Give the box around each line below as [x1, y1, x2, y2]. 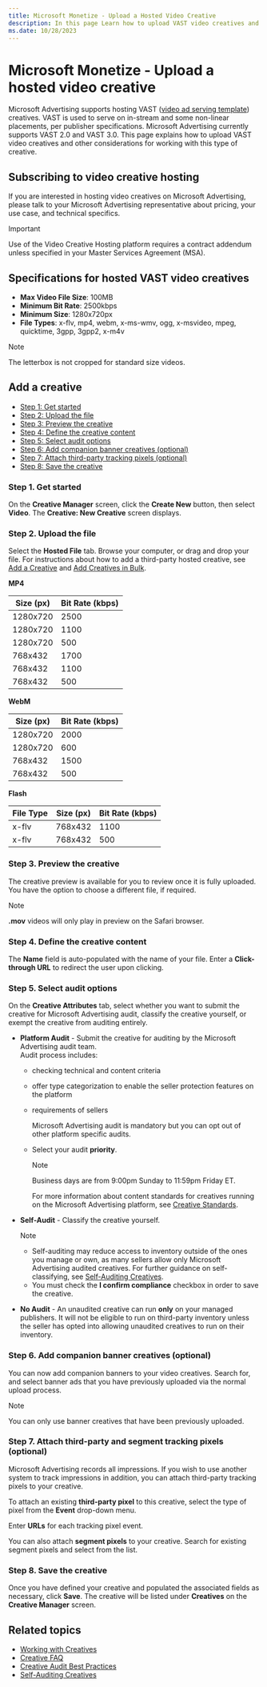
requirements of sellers [31, 1105, 109, 1115]
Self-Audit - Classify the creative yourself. [19, 1216, 161, 1225]
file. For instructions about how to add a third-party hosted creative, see [8, 555, 246, 564]
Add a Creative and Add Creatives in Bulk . [8, 563, 146, 573]
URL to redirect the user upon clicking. [37, 962, 164, 972]
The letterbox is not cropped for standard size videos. [8, 357, 185, 367]
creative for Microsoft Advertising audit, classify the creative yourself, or [8, 1009, 247, 1019]
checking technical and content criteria [31, 1066, 161, 1076]
